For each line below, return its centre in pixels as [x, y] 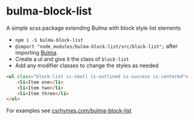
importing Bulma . [36, 52]
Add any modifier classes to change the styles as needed [87, 65]
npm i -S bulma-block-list [49, 40]
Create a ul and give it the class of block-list [72, 59]
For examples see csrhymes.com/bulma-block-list [69, 111]
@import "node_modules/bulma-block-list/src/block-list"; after [96, 46]
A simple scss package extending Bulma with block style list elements [94, 28]
